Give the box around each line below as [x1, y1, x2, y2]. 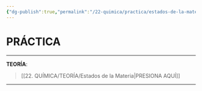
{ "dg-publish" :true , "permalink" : [6, 8, 90, 15]
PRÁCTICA [6, 34, 61, 48]
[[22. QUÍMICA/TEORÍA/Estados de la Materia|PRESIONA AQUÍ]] [20, 72, 180, 79]
